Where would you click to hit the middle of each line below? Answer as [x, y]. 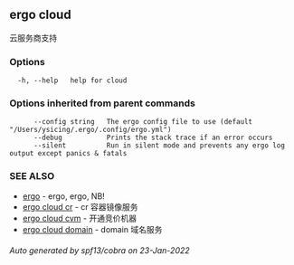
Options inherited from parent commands [103, 103]
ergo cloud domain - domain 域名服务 [92, 229]
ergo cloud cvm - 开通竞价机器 [80, 218]
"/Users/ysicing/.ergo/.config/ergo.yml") [90, 130]
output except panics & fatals [68, 154]
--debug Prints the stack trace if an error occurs [153, 138]
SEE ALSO [32, 176]
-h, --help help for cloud [72, 80]
